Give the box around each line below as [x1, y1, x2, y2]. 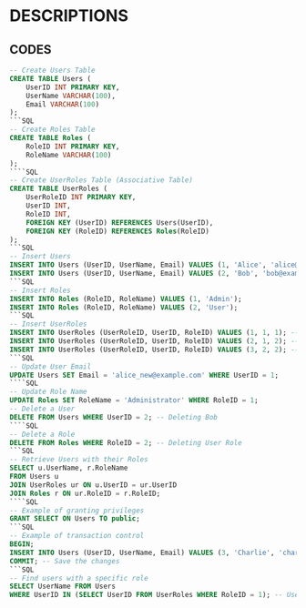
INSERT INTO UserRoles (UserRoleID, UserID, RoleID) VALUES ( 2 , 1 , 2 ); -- [9, 337, 300, 346]
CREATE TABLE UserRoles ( [9, 184, 107, 194]
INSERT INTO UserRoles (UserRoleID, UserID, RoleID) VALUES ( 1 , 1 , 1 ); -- [9, 329, 300, 338]
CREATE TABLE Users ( [9, 74, 92, 83]
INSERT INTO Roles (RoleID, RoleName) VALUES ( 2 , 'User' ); [9, 302, 239, 312]
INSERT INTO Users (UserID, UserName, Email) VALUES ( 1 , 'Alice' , [9, 260, 267, 269]
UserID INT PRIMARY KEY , [25, 83, 120, 92]
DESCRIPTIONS [9, 5, 129, 26]
